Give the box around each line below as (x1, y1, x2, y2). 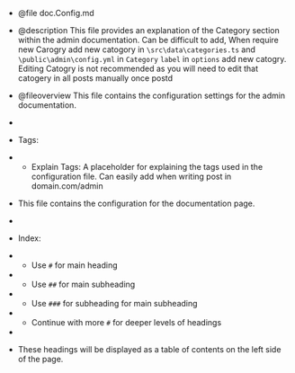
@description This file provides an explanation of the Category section (17, 25, 281, 35)
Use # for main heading (31, 260, 118, 271)
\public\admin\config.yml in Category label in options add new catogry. (17, 54, 287, 64)
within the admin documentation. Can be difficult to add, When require (17, 35, 279, 45)
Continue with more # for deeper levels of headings (31, 317, 222, 327)
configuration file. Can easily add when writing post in (31, 171, 232, 182)
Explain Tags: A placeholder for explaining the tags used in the (31, 162, 264, 172)
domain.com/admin (31, 181, 103, 191)
